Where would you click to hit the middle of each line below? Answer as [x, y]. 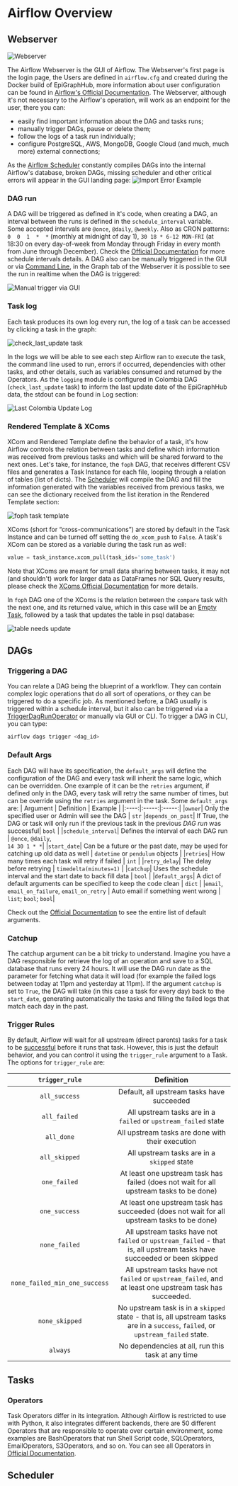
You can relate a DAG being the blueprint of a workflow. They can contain [114, 686]
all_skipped [60, 1157]
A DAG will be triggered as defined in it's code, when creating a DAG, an [113, 214]
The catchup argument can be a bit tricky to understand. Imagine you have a [119, 953]
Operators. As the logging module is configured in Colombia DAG [102, 379]
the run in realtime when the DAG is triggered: [74, 274]
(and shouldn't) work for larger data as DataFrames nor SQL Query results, [116, 578]
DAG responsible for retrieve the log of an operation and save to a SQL [110, 960]
